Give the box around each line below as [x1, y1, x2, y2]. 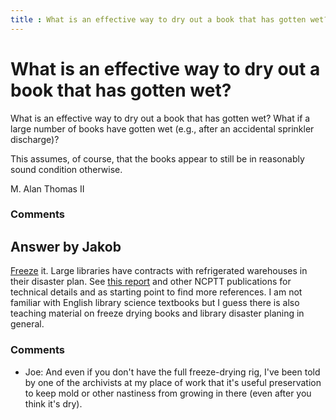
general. [10, 318, 45, 330]
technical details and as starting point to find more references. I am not [10, 286, 303, 298]
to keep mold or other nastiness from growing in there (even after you [24, 387, 312, 399]
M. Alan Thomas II [10, 182, 85, 195]
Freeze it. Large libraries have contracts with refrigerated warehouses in [10, 265, 308, 277]
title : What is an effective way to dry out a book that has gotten [10, 14, 307, 25]
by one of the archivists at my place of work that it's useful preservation [24, 376, 322, 388]
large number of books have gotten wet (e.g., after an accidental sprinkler [10, 122, 315, 135]
